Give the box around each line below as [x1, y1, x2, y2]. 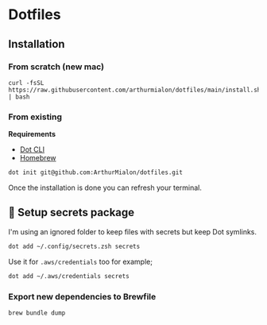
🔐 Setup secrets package [8, 206, 135, 219]
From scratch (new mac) [8, 61, 105, 72]
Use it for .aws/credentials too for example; [8, 257, 153, 266]
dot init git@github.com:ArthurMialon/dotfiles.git [8, 168, 183, 176]
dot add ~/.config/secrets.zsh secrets [8, 242, 141, 250]
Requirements [8, 130, 56, 139]
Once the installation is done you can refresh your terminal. [8, 183, 203, 192]
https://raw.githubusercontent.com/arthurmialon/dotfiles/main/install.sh [8, 86, 261, 94]
